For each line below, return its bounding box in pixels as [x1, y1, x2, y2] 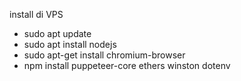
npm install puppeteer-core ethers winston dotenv [23, 60, 231, 71]
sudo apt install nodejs [23, 39, 117, 50]
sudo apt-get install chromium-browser [23, 49, 186, 61]
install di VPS [9, 9, 64, 20]
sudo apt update [23, 28, 92, 39]
